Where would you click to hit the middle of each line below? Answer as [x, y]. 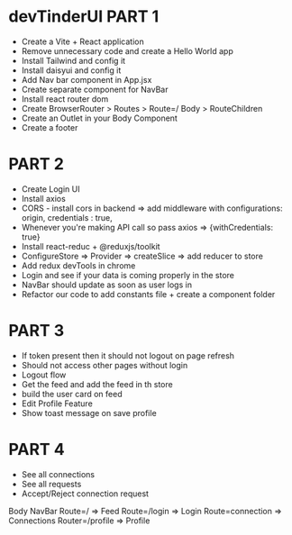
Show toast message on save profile [89, 413]
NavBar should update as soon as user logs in [107, 285]
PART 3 [36, 331]
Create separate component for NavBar [95, 89]
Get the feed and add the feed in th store [97, 384]
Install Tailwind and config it [73, 60]
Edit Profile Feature [57, 404]
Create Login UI [50, 189]
